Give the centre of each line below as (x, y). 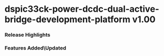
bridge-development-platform (68, 19)
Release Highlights (27, 35)
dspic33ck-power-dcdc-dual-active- (82, 9)
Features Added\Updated (36, 48)
